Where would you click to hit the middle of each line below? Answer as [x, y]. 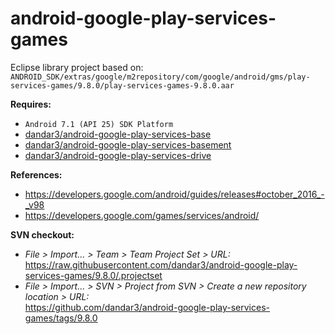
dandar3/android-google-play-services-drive [118, 155]
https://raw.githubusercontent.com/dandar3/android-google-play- [161, 264]
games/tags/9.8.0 [61, 318]
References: [36, 174]
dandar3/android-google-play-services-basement [128, 144]
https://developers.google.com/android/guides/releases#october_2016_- [174, 194]
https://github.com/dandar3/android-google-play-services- [147, 307]
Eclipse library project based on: [77, 67]
